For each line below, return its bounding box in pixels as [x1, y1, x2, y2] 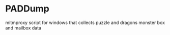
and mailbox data [5, 24, 42, 30]
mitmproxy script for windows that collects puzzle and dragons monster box [5, 19, 165, 25]
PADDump [5, 3, 49, 14]
